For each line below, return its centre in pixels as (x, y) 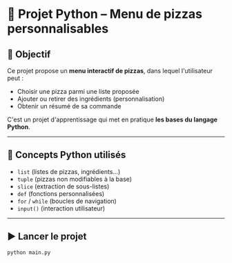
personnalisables (58, 29)
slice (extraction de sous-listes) (63, 186)
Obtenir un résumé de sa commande (69, 106)
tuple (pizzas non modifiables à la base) (75, 179)
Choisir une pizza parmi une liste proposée (78, 91)
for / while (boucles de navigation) (67, 201)
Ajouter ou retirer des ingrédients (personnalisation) (91, 99)
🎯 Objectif (29, 54)
